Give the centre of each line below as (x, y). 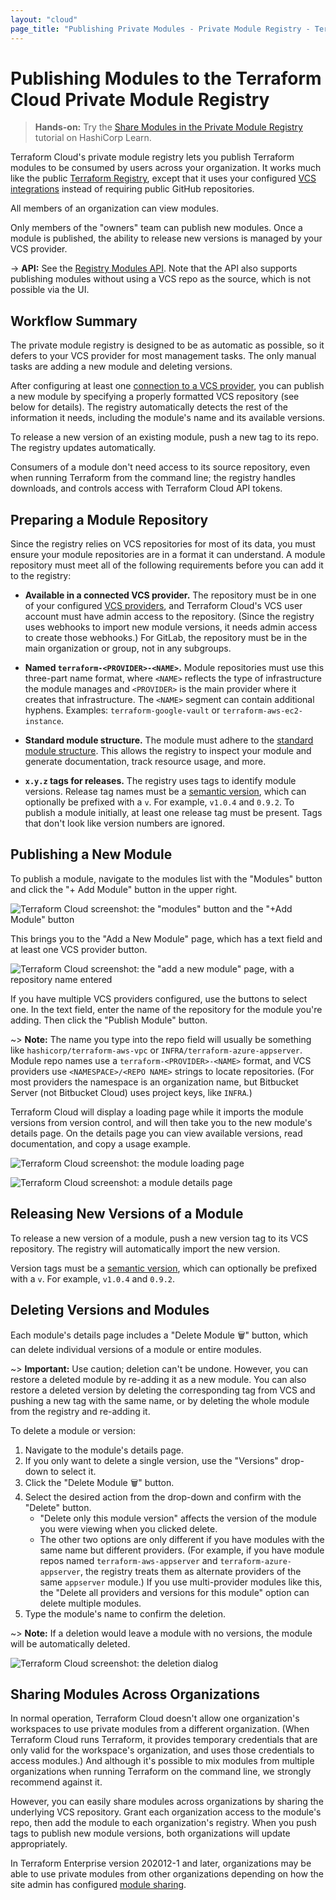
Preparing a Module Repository (109, 519)
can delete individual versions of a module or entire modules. (136, 1349)
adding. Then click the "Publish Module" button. (109, 1020)
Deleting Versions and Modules (110, 1310)
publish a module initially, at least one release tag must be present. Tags (173, 813)
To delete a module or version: (73, 1430)
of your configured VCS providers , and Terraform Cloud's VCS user (163, 606)
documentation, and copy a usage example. (100, 1143)
